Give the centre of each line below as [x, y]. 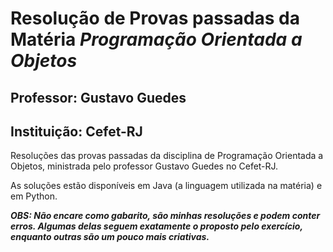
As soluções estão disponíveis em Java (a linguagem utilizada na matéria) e [166, 186]
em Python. [34, 196]
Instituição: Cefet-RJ [76, 131]
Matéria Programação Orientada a [156, 39]
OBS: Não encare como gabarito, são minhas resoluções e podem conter [165, 216]
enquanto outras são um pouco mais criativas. [110, 237]
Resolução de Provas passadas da [155, 18]
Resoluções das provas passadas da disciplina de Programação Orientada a [167, 156]
